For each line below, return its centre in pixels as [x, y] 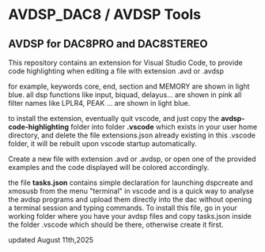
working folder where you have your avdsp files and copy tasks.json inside [130, 216]
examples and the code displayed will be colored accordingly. [109, 167]
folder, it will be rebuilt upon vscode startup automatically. [103, 143]
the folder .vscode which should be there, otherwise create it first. [116, 224]
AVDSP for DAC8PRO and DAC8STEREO [108, 44]
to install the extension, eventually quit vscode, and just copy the [114, 118]
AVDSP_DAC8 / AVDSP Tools [105, 15]
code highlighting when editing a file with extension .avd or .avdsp [116, 71]
